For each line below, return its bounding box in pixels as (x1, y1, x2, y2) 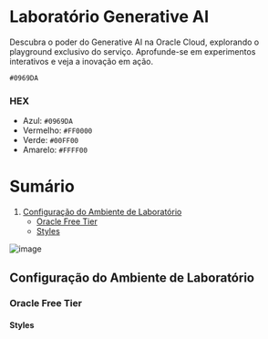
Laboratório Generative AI (9, 6, 210, 27)
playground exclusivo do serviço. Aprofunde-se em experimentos (9, 46, 256, 56)
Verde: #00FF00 (22, 135, 79, 146)
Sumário (9, 176, 75, 197)
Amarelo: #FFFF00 (22, 144, 88, 156)
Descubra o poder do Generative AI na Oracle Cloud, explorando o (9, 36, 260, 47)
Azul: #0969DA (22, 116, 73, 127)
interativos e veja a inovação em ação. (9, 56, 153, 67)
